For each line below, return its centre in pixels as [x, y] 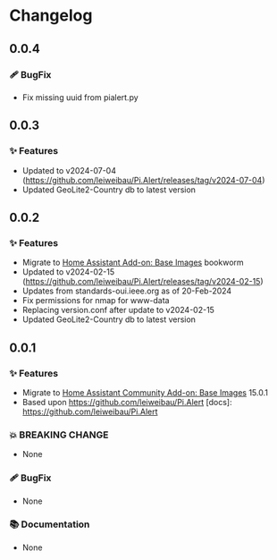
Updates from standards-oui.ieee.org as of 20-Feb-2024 [127, 291]
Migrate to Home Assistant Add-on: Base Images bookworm [133, 263]
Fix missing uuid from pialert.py [80, 97]
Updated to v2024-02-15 [68, 272]
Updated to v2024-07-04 [69, 170]
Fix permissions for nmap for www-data [96, 301]
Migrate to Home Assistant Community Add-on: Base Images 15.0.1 [145, 392]
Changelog [51, 16]
